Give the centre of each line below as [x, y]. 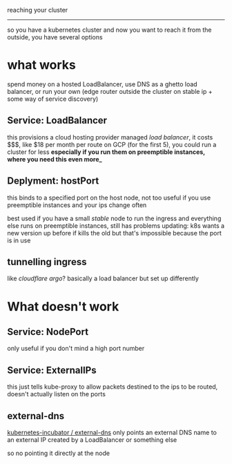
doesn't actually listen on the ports [56, 394]
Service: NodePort [48, 332]
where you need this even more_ [55, 159]
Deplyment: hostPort [53, 181]
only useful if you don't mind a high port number [76, 349]
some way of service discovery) [53, 99]
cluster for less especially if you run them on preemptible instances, [106, 152]
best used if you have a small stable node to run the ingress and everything [114, 218]
